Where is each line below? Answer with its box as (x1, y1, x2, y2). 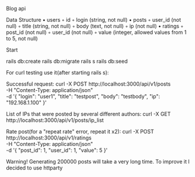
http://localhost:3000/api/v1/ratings (6, 134, 92, 141)
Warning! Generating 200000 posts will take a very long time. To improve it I (6, 158, 190, 165)
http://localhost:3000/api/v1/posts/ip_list (6, 117, 104, 124)
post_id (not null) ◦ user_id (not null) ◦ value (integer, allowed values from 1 (6, 29, 187, 36)
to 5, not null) (6, 35, 38, 42)
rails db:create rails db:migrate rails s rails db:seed (6, 58, 128, 64)
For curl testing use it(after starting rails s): (6, 69, 110, 76)
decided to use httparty (6, 164, 63, 171)
